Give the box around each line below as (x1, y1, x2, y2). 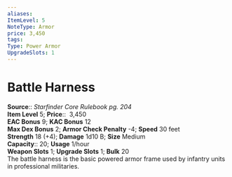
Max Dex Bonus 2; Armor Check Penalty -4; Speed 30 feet (7, 125, 180, 133)
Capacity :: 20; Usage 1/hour (7, 139, 90, 148)
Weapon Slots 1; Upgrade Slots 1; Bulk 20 (7, 147, 130, 155)
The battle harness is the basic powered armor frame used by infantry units (7, 155, 226, 163)
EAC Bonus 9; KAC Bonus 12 (7, 117, 91, 126)
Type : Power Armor (7, 43, 61, 50)
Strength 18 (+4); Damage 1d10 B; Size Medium (7, 132, 146, 141)
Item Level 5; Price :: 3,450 (7, 110, 86, 118)
